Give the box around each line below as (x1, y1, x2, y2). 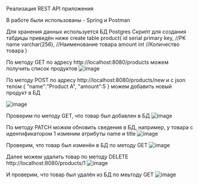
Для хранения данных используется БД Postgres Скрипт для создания (6, 28, 187, 35)
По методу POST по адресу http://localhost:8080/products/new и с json (6, 77, 186, 83)
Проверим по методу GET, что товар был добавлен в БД (6, 113, 150, 119)
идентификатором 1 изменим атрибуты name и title (6, 130, 136, 137)
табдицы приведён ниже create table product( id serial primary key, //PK (6, 35, 186, 41)
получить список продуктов (6, 65, 78, 72)
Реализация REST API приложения (6, 5, 94, 12)
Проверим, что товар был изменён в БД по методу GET (6, 142, 148, 148)
